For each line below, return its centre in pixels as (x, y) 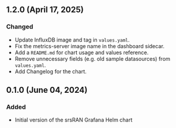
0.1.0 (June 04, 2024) (47, 90)
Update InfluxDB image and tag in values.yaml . (72, 40)
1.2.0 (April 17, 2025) (45, 10)
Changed (20, 27)
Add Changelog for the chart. (51, 71)
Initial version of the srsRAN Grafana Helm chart (73, 120)
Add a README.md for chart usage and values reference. (81, 52)
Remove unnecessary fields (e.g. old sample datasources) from (92, 58)
